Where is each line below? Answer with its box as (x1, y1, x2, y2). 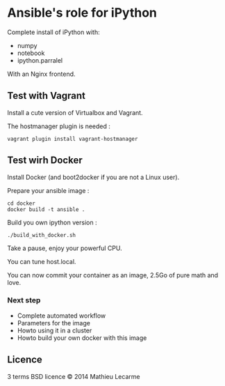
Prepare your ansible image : (7, 186, 90, 194)
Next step (7, 295, 41, 305)
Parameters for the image (17, 318, 90, 327)
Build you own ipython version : (7, 218, 97, 226)
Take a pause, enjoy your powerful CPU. (7, 244, 123, 252)
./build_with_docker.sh (7, 231, 76, 238)
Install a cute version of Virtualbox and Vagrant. (7, 108, 144, 116)
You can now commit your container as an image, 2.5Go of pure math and (7, 270, 219, 279)
